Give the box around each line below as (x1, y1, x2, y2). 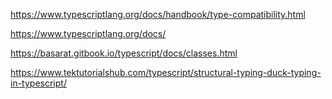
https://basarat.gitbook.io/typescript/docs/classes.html (10, 47, 238, 59)
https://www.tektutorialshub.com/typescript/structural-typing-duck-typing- (10, 67, 322, 78)
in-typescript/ (10, 77, 67, 89)
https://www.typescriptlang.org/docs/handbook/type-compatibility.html (10, 9, 306, 20)
